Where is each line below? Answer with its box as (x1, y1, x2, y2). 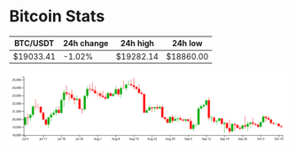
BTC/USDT (14, 38, 55, 49)
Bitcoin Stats (9, 6, 105, 27)
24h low (171, 38, 203, 49)
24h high (120, 38, 155, 49)
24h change (63, 38, 109, 49)
